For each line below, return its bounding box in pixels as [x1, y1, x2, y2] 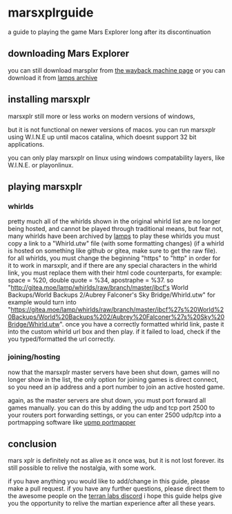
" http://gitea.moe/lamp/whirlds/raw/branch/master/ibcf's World [8, 284, 188, 292]
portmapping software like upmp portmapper [8, 418, 136, 426]
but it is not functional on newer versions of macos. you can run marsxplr [8, 125, 216, 134]
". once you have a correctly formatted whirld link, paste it [59, 320, 224, 329]
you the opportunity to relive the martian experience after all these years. [8, 499, 216, 508]
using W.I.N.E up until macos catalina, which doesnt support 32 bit [8, 133, 197, 141]
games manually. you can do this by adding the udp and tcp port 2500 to [8, 403, 215, 412]
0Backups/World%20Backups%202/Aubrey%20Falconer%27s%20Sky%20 [8, 313, 225, 321]
